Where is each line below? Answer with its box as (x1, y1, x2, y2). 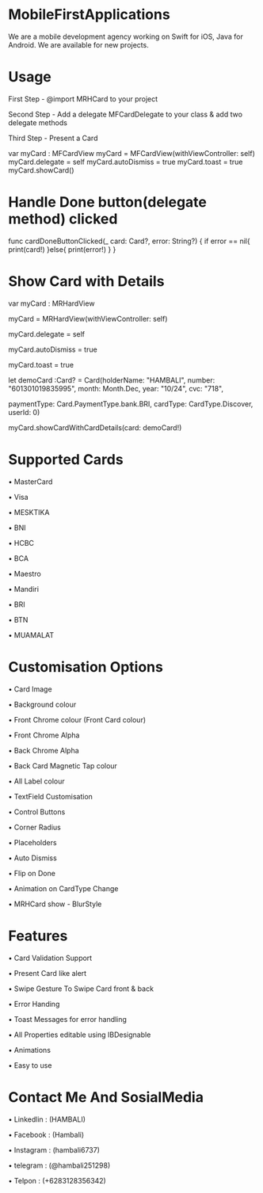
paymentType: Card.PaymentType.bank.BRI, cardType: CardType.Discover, (8, 398, 253, 409)
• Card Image (8, 684, 53, 694)
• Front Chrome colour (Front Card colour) (8, 715, 147, 724)
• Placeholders (8, 837, 57, 847)
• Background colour (8, 699, 77, 709)
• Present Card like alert (8, 968, 87, 978)
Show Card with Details (8, 273, 165, 290)
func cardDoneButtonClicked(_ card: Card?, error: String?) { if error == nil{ (8, 236, 251, 246)
